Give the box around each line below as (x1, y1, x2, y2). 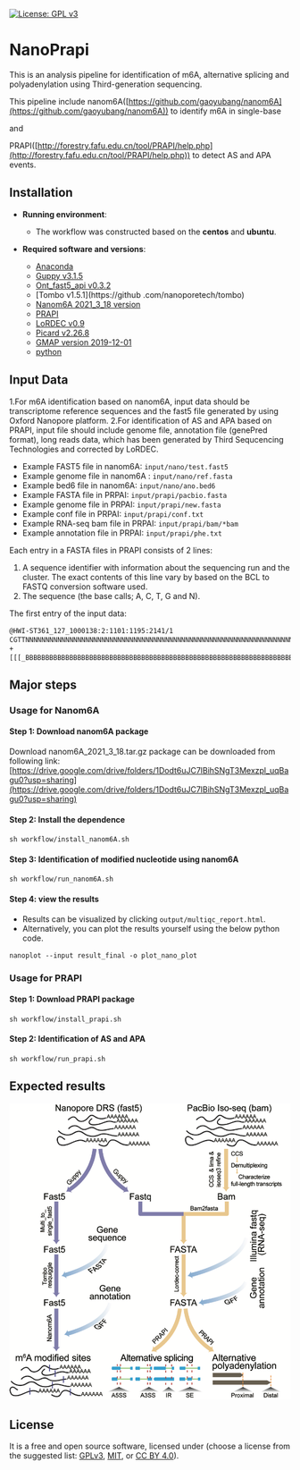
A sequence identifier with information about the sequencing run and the (21, 562, 290, 572)
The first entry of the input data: (9, 608, 127, 619)
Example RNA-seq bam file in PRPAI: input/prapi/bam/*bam (21, 518, 239, 528)
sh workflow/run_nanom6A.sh (9, 874, 114, 884)
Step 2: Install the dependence (9, 814, 126, 824)
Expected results (9, 1078, 105, 1094)
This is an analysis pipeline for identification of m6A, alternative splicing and (9, 69, 290, 80)
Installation (9, 185, 73, 200)
